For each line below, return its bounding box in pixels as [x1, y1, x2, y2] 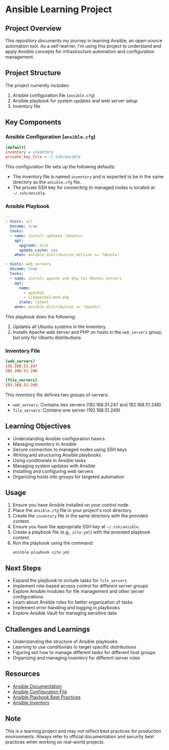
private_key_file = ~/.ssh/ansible [5, 155, 81, 160]
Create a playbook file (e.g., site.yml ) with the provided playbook [12, 529, 151, 535]
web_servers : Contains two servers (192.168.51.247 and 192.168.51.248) [12, 401, 161, 408]
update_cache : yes [18, 247, 58, 253]
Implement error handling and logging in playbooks [12, 605, 120, 611]
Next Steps [5, 564, 41, 572]
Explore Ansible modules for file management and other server [12, 588, 145, 594]
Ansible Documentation [12, 683, 62, 689]
